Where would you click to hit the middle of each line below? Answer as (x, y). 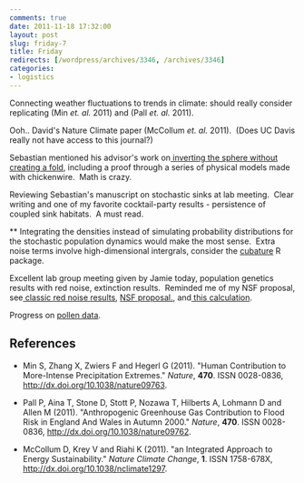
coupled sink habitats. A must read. (77, 214)
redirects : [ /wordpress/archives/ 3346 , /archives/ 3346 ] (117, 60)
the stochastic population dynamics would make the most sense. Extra (142, 241)
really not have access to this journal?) (82, 140)
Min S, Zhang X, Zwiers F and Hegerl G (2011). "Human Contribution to (154, 366)
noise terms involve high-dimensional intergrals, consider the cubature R (145, 250)
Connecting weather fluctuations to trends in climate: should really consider (151, 103)
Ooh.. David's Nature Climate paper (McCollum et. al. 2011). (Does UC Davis (152, 130)
